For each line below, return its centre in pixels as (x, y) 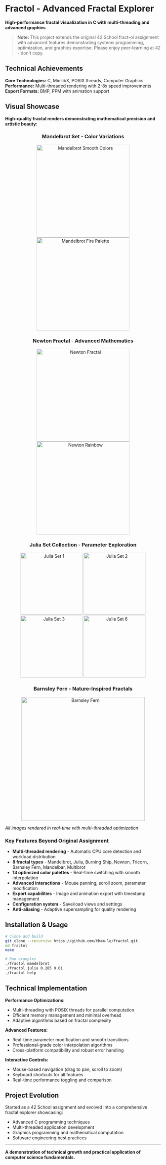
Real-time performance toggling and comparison (62, 1080)
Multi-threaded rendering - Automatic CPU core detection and (77, 851)
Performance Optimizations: (35, 1000)
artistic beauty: (21, 124)
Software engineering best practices (49, 1138)
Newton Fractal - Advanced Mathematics (83, 341)
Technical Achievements (44, 69)
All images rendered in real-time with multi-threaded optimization (72, 828)
